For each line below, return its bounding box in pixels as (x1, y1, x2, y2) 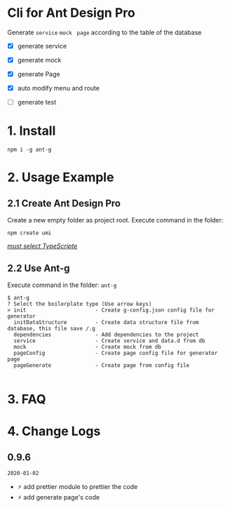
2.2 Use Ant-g (7, 262, 70, 274)
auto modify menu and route (17, 84, 100, 93)
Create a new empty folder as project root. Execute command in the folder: (7, 216, 224, 225)
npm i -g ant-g (7, 146, 52, 154)
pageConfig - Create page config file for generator (13, 349, 218, 356)
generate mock (17, 56, 62, 64)
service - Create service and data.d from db (13, 337, 205, 345)
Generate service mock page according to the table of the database (7, 28, 202, 36)
